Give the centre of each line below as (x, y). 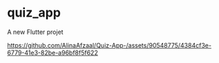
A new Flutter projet (35, 32)
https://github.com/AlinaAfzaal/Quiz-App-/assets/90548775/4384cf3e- (109, 45)
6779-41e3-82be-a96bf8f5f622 (53, 53)
